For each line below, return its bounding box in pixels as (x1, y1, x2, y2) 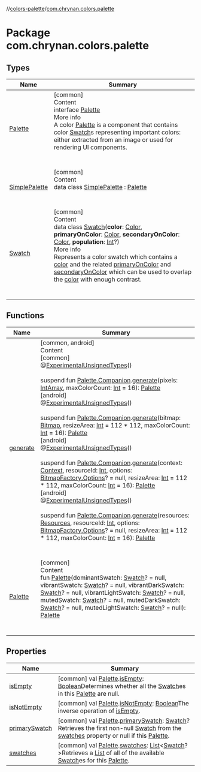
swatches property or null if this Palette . (57, 731, 170, 740)
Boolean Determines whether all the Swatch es (57, 681, 186, 690)
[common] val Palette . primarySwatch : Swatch (57, 716, 187, 725)
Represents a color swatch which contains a (53, 253, 178, 261)
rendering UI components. (53, 143, 127, 151)
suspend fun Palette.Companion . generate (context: (40, 459, 183, 467)
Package (6, 26, 51, 40)
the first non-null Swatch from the (86, 723, 182, 732)
